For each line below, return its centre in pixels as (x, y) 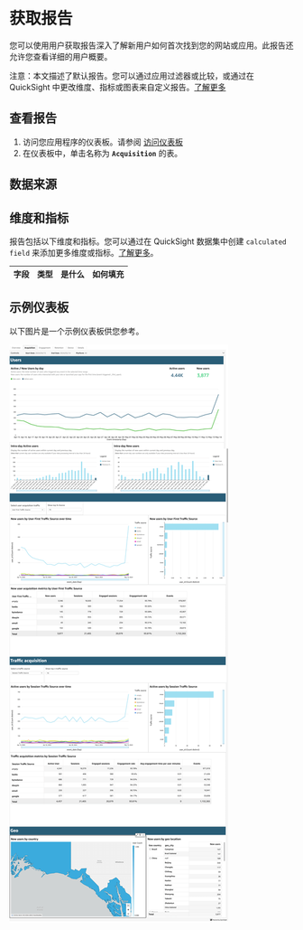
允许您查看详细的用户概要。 (61, 56)
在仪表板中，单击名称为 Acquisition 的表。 (102, 153)
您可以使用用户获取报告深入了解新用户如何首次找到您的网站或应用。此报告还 (151, 45)
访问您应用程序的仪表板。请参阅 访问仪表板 (102, 142)
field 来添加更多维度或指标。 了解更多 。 (84, 252)
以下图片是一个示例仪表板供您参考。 (77, 331)
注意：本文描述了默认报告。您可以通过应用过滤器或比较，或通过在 (132, 75)
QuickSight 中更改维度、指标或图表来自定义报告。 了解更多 (118, 87)
